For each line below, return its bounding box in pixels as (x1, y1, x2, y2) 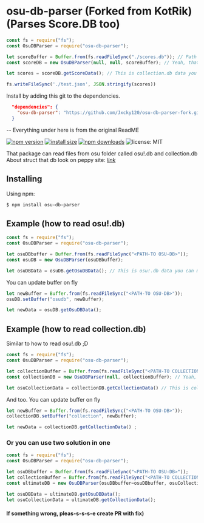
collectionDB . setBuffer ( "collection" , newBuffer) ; (6, 413, 137, 419)
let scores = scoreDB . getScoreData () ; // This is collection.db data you (6, 70, 197, 76)
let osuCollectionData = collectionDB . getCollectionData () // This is (6, 385, 189, 391)
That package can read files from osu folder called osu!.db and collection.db (6, 150, 198, 157)
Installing (6, 174, 42, 184)
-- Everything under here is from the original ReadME (6, 126, 140, 133)
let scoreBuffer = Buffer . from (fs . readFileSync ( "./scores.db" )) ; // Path (6, 53, 197, 60)
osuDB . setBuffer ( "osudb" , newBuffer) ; (6, 296, 104, 302)
